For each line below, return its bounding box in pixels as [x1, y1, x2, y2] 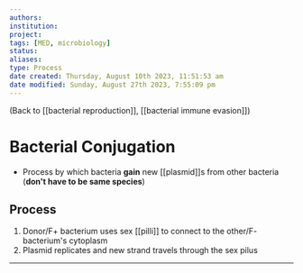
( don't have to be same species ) [22, 176, 146, 187]
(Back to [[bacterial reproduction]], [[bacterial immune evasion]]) [9, 105, 251, 115]
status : [9, 47, 39, 56]
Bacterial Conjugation [9, 136, 176, 157]
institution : [9, 22, 59, 31]
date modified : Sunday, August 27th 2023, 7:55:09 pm [9, 80, 216, 89]
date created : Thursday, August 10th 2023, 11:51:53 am [9, 72, 224, 81]
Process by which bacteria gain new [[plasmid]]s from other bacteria [22, 166, 280, 177]
